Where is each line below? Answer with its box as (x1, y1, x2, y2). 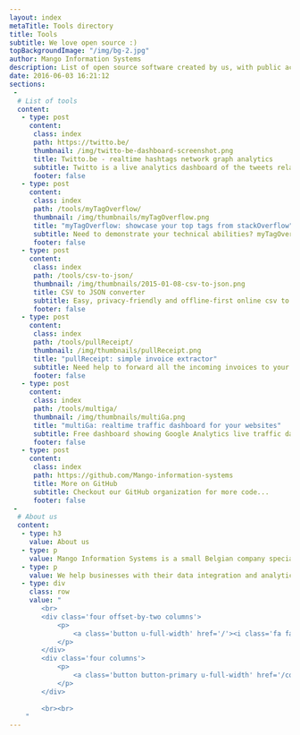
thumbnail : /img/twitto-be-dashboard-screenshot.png (32, 146, 234, 155)
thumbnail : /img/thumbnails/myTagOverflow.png (32, 212, 210, 222)
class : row (29, 587, 70, 596)
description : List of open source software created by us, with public (9, 64, 281, 73)
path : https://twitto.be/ (32, 138, 129, 147)
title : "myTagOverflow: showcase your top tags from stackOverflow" (32, 221, 294, 230)
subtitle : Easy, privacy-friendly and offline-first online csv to (32, 296, 290, 305)
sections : (9, 80, 46, 89)
